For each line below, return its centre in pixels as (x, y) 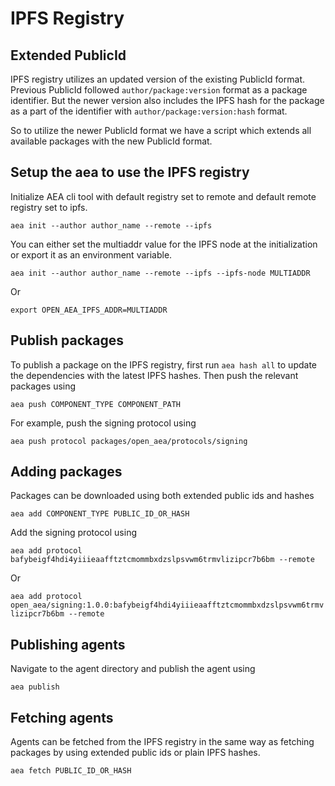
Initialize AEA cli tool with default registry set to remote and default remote (163, 196)
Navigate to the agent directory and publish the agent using (133, 669)
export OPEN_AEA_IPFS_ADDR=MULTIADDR (89, 310)
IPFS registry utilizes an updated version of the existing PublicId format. (157, 79)
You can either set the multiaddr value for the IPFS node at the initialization (164, 244)
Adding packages (66, 472)
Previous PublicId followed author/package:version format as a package (159, 90)
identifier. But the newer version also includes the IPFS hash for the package (167, 100)
